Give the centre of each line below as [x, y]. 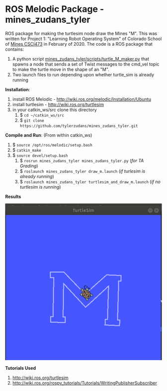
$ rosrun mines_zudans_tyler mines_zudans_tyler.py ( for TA [82, 160]
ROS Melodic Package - [55, 9]
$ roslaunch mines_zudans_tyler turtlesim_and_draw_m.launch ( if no [90, 182]
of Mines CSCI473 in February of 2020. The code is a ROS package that [79, 44]
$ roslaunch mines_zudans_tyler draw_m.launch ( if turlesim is [83, 171]
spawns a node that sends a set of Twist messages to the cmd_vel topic [86, 64]
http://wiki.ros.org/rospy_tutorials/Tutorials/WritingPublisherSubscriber [85, 383]
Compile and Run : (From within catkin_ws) [49, 135]
